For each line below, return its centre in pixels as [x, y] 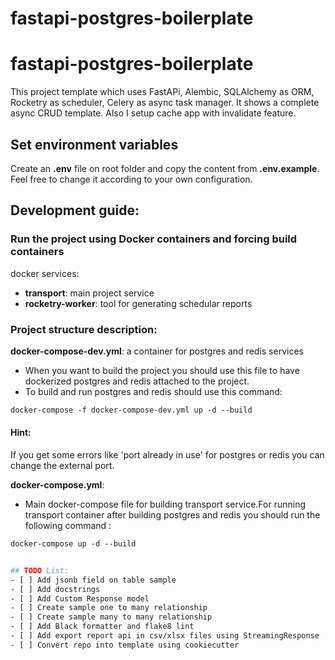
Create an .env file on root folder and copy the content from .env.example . [165, 168]
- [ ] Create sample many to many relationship [111, 617]
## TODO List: [40, 570]
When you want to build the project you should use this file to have [162, 370]
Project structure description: [84, 329]
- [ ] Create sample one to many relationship [109, 608]
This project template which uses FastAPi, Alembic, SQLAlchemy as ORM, [162, 92]
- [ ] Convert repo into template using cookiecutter [125, 645]
